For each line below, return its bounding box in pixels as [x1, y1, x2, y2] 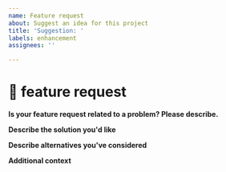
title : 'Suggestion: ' [8, 26, 84, 34]
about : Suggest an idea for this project [8, 19, 149, 27]
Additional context [8, 156, 72, 166]
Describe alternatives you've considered [8, 141, 147, 150]
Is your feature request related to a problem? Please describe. [8, 110, 219, 119]
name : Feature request [8, 11, 84, 20]
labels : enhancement [8, 34, 78, 42]
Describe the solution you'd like [8, 125, 116, 134]
